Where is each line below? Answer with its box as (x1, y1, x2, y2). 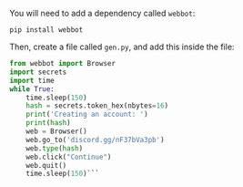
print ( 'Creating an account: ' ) (25, 109, 148, 119)
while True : (9, 84, 55, 94)
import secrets (9, 68, 67, 77)
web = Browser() (25, 127, 88, 136)
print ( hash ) (25, 119, 71, 128)
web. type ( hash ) (25, 143, 84, 153)
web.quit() (25, 161, 67, 170)
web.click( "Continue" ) (25, 152, 112, 161)
